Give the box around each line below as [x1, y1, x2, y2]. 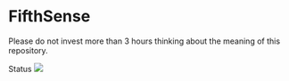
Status [8, 63, 32, 74]
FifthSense [8, 6, 91, 27]
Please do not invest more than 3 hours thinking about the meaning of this [8, 36, 281, 46]
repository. [8, 45, 48, 55]
